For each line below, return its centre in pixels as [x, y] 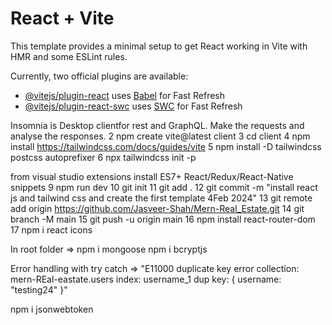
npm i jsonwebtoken [52, 309]
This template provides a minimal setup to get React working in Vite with [159, 46]
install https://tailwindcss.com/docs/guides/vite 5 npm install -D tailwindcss [166, 146]
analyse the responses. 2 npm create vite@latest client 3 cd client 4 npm [160, 136]
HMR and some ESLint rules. [69, 56]
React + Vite [62, 18]
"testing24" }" [39, 289]
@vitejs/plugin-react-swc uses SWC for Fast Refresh [133, 106]
